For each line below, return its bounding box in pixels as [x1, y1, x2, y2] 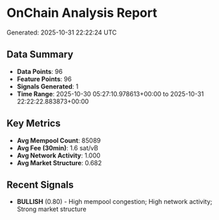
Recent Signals [6, 179, 75, 190]
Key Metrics [6, 117, 61, 129]
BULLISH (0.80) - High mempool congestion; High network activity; [16, 198, 213, 206]
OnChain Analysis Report [6, 5, 158, 21]
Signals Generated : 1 [16, 82, 79, 91]
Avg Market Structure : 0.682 [16, 158, 102, 167]
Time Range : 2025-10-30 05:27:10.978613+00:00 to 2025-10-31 [16, 89, 204, 98]
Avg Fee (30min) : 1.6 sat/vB [16, 143, 99, 152]
